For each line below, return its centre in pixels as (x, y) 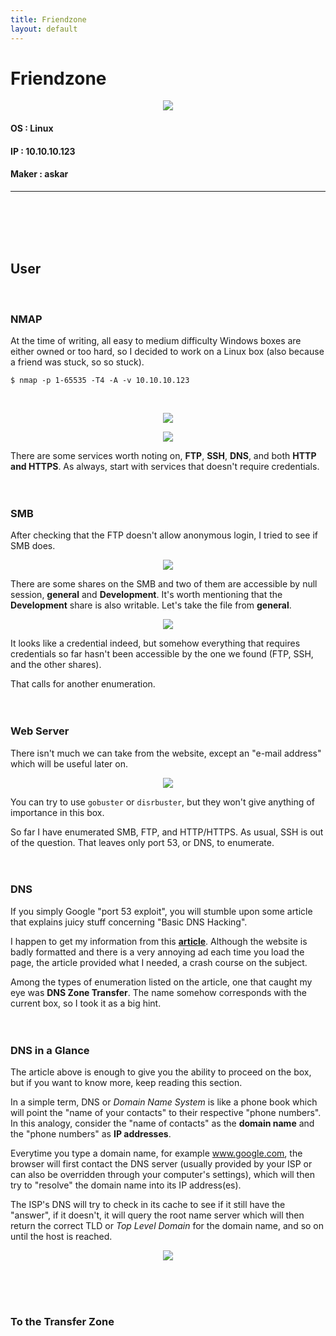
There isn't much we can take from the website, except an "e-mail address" (166, 753)
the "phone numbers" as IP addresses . (91, 1134)
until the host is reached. (61, 1237)
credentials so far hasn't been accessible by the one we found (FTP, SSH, (162, 654)
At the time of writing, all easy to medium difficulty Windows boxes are (156, 340)
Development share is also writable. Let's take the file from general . (151, 605)
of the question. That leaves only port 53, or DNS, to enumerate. (142, 842)
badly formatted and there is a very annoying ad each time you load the (157, 952)
